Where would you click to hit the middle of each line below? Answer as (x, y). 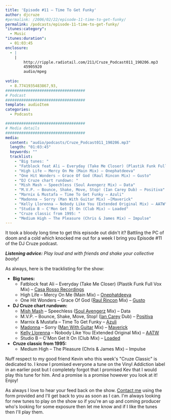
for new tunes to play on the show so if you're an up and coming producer (83, 401)
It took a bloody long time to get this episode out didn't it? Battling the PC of (85, 233)
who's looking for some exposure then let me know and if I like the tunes (81, 407)
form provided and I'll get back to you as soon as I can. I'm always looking (83, 396)
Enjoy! (12, 381)
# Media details (22, 128)
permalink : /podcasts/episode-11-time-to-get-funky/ (62, 24)
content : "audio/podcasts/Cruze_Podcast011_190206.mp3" (70, 142)
